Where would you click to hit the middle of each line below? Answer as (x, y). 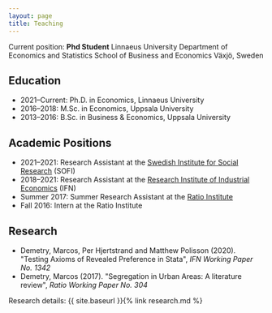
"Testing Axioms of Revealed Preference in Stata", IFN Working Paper (136, 259)
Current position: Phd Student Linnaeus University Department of (118, 46)
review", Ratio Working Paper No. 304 (84, 285)
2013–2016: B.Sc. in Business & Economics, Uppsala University (125, 118)
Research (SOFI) (47, 171)
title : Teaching (36, 24)
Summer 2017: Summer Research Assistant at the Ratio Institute (127, 197)
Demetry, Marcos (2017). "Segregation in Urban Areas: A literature (131, 276)
